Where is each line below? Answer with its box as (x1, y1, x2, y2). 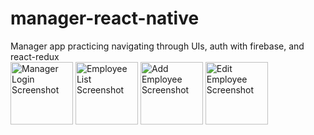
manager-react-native (10, 7, 200, 30)
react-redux (10, 50, 60, 62)
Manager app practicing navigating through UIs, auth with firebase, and (10, 40, 305, 52)
